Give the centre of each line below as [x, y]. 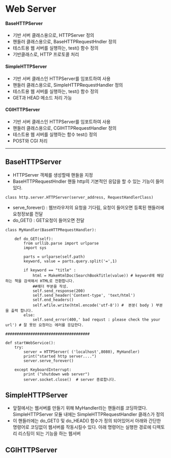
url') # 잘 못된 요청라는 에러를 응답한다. [45, 325]
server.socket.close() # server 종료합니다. [70, 379]
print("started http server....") [60, 356]
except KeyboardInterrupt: [43, 370]
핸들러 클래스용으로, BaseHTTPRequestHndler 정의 [65, 42]
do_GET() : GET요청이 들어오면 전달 [49, 220]
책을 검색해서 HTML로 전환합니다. [45, 281]
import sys [35, 248]
